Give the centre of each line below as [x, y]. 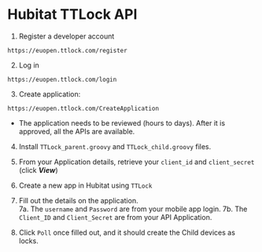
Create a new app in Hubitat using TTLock [85, 185]
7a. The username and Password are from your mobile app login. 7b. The [133, 209]
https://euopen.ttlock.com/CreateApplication [83, 108]
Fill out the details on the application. [78, 200]
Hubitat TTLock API [72, 15]
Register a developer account [66, 36]
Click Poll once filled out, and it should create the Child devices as [127, 232]
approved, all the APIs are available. [77, 131]
